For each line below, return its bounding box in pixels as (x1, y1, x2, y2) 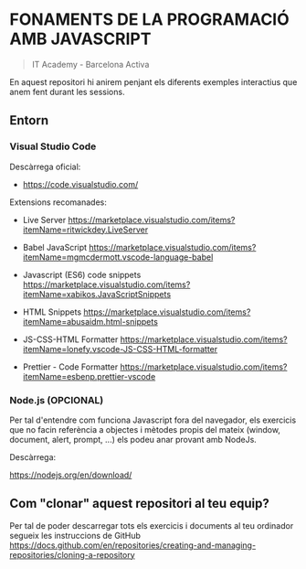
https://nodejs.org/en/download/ (9, 469, 132, 480)
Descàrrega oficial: (9, 161, 81, 172)
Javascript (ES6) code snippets (22, 269, 142, 280)
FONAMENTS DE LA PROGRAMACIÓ (9, 9, 290, 30)
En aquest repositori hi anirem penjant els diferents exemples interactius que (9, 76, 298, 87)
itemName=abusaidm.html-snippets (22, 316, 158, 327)
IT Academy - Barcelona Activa (31, 59, 150, 70)
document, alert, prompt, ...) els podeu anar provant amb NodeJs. (9, 434, 258, 445)
